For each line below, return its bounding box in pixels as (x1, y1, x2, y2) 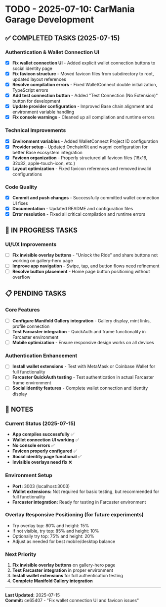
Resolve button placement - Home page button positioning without (12, 269, 150, 275)
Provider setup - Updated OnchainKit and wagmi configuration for (12, 144, 148, 150)
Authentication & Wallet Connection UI (5, 49, 100, 56)
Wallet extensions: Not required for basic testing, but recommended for (12, 488, 160, 494)
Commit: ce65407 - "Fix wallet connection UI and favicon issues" (5, 598, 139, 604)
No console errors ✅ (12, 442, 55, 448)
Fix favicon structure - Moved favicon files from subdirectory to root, (12, 70, 154, 76)
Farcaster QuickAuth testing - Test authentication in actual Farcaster (12, 374, 154, 380)
